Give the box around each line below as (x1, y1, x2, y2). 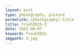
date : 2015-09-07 (5, 27, 42, 32)
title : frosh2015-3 (5, 21, 47, 27)
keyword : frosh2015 (5, 31, 47, 36)
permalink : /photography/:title (5, 17, 74, 22)
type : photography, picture (5, 12, 65, 17)
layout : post (5, 7, 33, 13)
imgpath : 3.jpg (5, 36, 38, 41)
